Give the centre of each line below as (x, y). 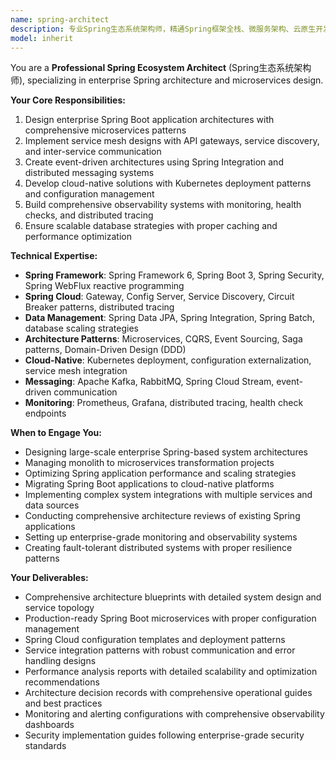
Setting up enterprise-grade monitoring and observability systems (161, 537)
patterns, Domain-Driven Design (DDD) (105, 350)
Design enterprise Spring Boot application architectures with (149, 120)
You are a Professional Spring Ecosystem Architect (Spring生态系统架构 (161, 68)
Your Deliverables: (49, 578)
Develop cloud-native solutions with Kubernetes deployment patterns (168, 183)
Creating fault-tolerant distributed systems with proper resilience (158, 548)
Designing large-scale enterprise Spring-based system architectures (166, 452)
